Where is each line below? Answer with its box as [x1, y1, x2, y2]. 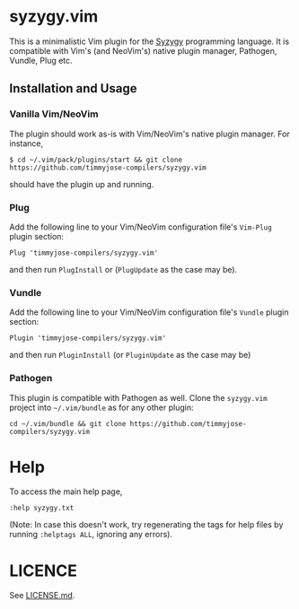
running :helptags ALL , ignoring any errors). [9, 529, 173, 540]
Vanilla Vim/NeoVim [9, 108, 99, 120]
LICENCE [9, 561, 78, 580]
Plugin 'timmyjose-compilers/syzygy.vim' [9, 334, 167, 343]
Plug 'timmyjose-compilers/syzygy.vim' [9, 248, 159, 257]
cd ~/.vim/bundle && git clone [9, 419, 127, 428]
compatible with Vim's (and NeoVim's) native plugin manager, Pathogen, [9, 45, 277, 56]
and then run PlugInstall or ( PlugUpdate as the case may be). [9, 264, 238, 274]
